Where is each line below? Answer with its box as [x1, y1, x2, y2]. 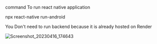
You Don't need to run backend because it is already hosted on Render [5, 23, 152, 29]
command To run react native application [5, 4, 91, 10]
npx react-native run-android [5, 14, 65, 19]
